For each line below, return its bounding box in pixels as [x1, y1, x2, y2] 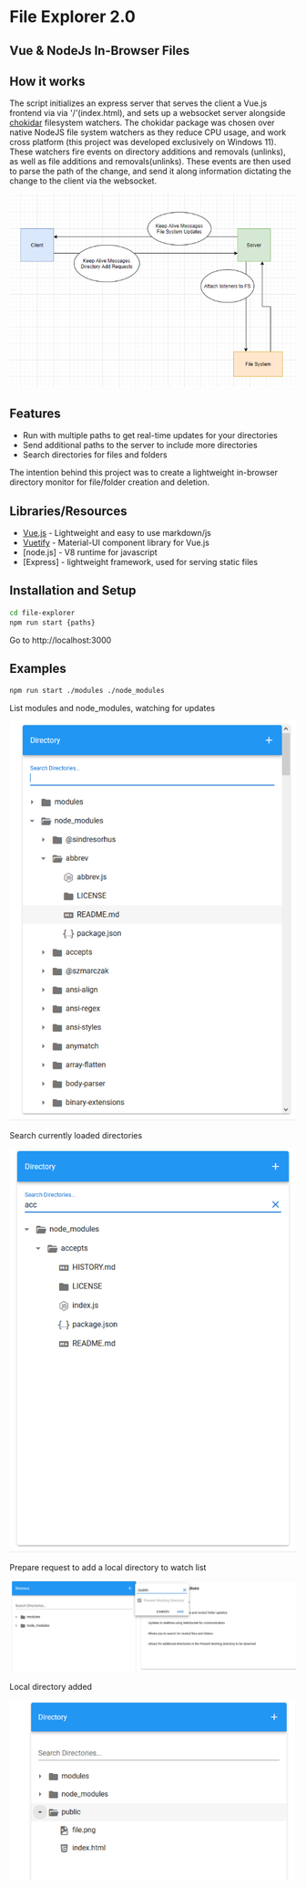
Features [9, 405, 61, 421]
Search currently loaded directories [9, 1129, 143, 1140]
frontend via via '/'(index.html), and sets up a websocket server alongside [9, 108, 286, 119]
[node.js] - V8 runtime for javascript [22, 547, 158, 558]
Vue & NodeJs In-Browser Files [9, 43, 189, 58]
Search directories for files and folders [22, 449, 168, 460]
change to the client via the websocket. [9, 175, 158, 186]
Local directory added [9, 1682, 93, 1693]
